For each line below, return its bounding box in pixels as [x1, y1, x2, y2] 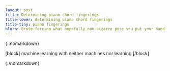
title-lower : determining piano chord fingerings [5, 17, 113, 22]
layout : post [5, 7, 33, 13]
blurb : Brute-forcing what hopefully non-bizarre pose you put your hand [5, 27, 165, 32]
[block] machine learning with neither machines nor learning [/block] [5, 51, 149, 57]
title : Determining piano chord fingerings [5, 12, 99, 17]
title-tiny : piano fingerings [5, 21, 70, 27]
